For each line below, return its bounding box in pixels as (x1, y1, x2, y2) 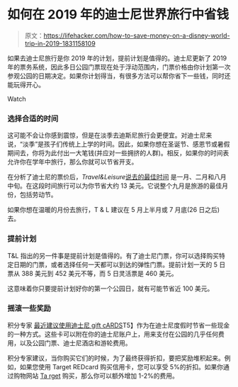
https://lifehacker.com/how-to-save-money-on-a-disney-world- (43, 31, 230, 40)
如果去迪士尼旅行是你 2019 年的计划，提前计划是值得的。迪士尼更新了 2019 (7, 54, 227, 62)
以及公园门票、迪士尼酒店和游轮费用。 (19, 338, 132, 347)
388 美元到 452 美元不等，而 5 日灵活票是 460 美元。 (21, 269, 178, 277)
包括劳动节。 (19, 191, 57, 199)
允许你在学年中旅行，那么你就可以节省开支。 (7, 157, 138, 167)
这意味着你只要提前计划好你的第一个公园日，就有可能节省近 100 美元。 (7, 284, 214, 293)
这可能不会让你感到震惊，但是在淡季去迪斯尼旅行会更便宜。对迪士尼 (7, 131, 206, 140)
